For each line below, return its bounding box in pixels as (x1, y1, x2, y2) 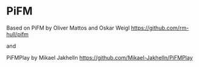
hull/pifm (6, 30, 29, 37)
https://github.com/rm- (131, 24, 189, 31)
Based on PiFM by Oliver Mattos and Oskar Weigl (6, 24, 130, 31)
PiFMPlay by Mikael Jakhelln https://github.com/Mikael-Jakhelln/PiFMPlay (6, 54, 194, 61)
